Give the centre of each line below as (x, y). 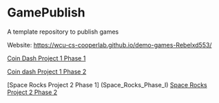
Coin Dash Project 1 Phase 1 (46, 58)
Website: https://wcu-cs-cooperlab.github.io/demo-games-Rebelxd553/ (109, 45)
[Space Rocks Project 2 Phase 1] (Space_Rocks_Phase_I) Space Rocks (107, 84)
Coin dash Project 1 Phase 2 (47, 71)
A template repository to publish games (63, 32)
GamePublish (46, 13)
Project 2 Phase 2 (32, 92)
